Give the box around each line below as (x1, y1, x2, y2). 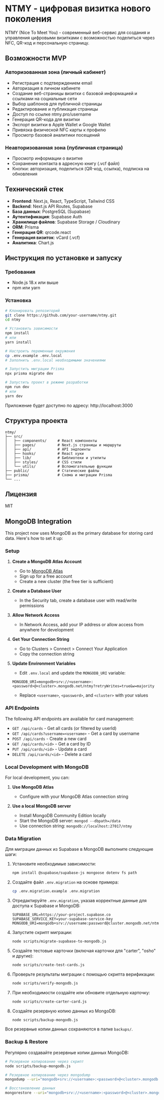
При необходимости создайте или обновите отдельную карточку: (12, 989, 150, 995)
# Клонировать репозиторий (5, 308, 60, 313)
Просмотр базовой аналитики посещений (12, 132, 100, 138)
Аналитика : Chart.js (12, 239, 54, 245)
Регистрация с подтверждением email (12, 80, 93, 86)
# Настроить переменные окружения (5, 349, 76, 353)
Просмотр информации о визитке (12, 155, 83, 161)
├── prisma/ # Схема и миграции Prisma (5, 472, 112, 477)
